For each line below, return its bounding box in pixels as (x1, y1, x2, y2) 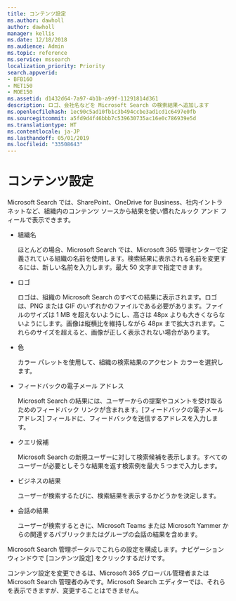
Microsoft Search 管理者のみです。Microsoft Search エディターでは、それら (7, 578, 226, 586)
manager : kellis (7, 30, 55, 37)
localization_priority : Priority (7, 63, 105, 70)
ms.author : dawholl (7, 17, 65, 24)
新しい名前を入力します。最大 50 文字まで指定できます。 (41, 263, 206, 271)
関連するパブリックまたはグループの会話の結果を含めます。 (29, 530, 202, 538)
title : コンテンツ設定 (7, 10, 67, 18)
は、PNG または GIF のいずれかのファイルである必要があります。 (17, 302, 206, 310)
